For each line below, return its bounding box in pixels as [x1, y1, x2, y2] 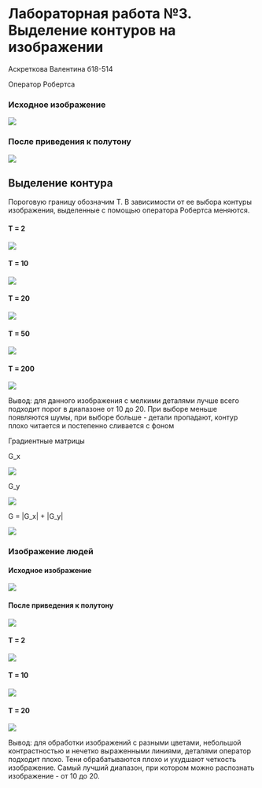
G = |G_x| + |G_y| [8, 512, 64, 521]
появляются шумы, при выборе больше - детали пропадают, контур [8, 412, 238, 422]
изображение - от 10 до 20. [8, 771, 100, 781]
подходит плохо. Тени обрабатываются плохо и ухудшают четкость [8, 755, 237, 764]
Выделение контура [8, 176, 113, 190]
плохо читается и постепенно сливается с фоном [8, 421, 175, 431]
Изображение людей [8, 546, 94, 557]
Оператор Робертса [8, 80, 76, 89]
